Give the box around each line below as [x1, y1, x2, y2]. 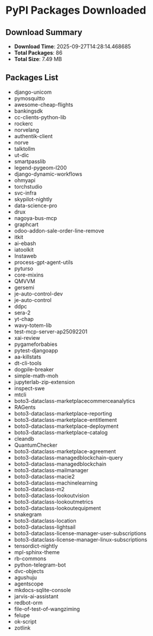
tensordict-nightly [14, 542, 58, 549]
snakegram [14, 511, 42, 518]
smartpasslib [14, 158, 46, 165]
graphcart [14, 221, 39, 228]
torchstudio [14, 183, 43, 190]
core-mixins [14, 271, 44, 278]
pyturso [14, 265, 34, 272]
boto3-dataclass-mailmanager [14, 466, 89, 473]
